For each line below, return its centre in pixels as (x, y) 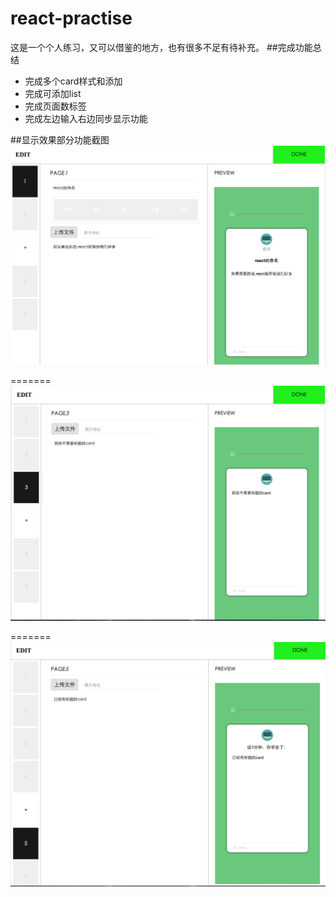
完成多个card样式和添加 (73, 81)
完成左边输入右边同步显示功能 (86, 118)
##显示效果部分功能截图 (60, 139)
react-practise (71, 18)
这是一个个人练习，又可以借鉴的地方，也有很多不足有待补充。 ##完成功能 (161, 47)
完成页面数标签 (55, 106)
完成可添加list (53, 93)
